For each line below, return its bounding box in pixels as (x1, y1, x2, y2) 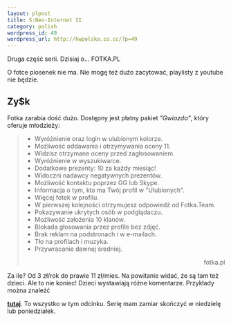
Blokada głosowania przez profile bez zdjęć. (34, 222, 161, 231)
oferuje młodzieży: (7, 121, 60, 129)
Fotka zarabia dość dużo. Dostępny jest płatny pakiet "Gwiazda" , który (7, 113, 210, 122)
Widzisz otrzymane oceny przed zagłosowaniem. (34, 149, 175, 158)
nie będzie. (7, 75, 39, 84)
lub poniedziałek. (7, 307, 56, 315)
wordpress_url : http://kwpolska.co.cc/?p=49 (7, 36, 138, 43)
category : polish (7, 23, 57, 30)
